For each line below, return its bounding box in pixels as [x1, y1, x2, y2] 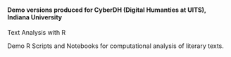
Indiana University [7, 13, 62, 21]
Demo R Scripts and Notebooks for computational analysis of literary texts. [7, 42, 224, 50]
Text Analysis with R [7, 28, 66, 37]
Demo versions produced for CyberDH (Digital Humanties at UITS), [7, 6, 206, 14]
